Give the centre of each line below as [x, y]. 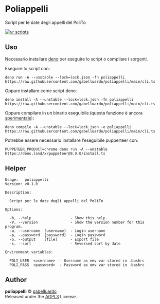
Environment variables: [29, 252]
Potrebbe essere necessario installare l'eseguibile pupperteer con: [72, 140]
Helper [16, 168]
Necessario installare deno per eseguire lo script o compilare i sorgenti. [77, 59]
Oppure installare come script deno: [41, 91]
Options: [14, 209]
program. [14, 227]
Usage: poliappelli [27, 180]
